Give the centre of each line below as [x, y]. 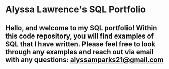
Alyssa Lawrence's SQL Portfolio [75, 9]
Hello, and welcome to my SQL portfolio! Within [81, 28]
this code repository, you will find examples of [80, 36]
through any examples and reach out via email [79, 52]
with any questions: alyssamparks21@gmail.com [85, 60]
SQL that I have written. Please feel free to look [80, 44]
